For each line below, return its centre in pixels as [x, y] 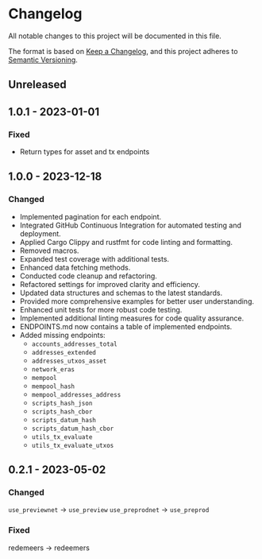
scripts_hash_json [62, 403]
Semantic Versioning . [43, 60]
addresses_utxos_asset [69, 361]
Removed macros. [49, 250]
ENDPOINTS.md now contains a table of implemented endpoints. [126, 326]
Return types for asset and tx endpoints [85, 152]
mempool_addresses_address [76, 394]
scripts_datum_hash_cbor [73, 429]
